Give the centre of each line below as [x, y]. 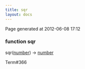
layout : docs [19, 14]
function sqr [20, 41]
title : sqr [16, 10]
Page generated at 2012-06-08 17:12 [43, 28]
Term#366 [16, 62]
